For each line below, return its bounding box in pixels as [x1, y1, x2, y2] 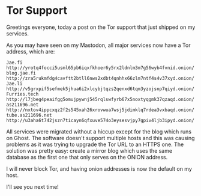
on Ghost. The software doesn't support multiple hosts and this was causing [6, 134, 195, 141]
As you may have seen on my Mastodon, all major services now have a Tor [6, 41, 191, 49]
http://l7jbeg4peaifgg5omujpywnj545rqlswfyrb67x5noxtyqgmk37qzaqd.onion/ [6, 96, 195, 102]
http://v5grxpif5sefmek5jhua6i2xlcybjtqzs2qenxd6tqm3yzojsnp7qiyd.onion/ [6, 85, 195, 92]
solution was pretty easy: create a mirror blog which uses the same [6, 147, 173, 154]
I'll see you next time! [6, 183, 59, 190]
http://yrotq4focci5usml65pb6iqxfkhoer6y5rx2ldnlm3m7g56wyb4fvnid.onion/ [6, 64, 195, 71]
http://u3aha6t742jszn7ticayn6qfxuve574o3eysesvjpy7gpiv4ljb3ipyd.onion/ [6, 117, 195, 123]
